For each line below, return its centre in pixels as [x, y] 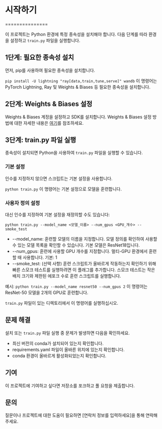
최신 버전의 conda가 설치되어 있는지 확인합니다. [58, 343]
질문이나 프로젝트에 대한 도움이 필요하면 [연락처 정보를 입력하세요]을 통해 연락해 [81, 415]
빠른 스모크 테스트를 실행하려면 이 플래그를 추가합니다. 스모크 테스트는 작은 [84, 270]
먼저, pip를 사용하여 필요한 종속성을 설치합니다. [50, 70]
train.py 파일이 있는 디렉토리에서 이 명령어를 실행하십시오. [62, 303]
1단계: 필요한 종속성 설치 [40, 57]
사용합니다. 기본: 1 [40, 257]
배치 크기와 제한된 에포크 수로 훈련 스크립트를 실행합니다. [67, 276]
